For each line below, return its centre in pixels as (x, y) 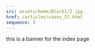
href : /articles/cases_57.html (45, 17)
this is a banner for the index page (48, 39)
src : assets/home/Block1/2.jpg (45, 11)
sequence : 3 (21, 22)
